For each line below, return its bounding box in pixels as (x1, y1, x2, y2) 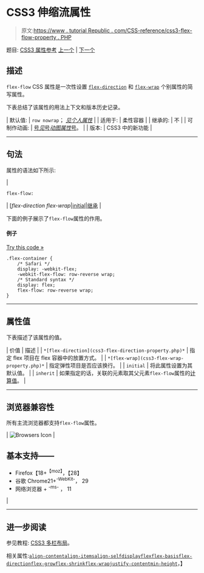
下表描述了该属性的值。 (6, 334, 65, 341)
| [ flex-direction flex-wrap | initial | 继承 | (6, 202, 101, 209)
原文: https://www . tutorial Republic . (21, 27, 114, 34)
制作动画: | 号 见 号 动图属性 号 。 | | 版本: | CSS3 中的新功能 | (6, 124, 152, 131)
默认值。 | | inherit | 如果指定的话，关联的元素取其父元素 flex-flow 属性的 (6, 369, 191, 377)
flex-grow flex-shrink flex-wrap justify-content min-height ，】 (30, 560, 186, 567)
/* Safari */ (17, 261, 50, 267)
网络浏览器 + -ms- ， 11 (15, 484, 72, 492)
